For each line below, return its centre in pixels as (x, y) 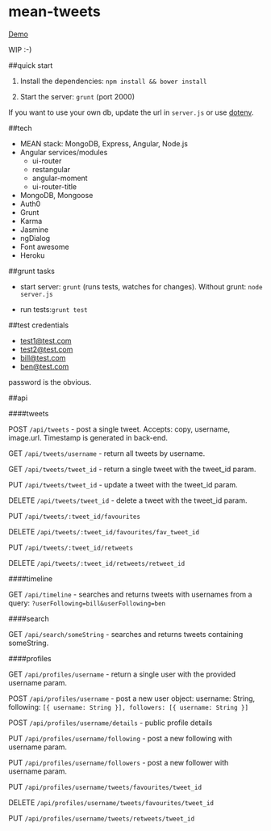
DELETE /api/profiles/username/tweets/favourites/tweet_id (111, 802)
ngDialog (35, 238)
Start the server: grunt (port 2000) (77, 96)
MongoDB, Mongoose (56, 195)
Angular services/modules (64, 152)
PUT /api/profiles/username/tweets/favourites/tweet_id (105, 787)
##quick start (31, 65)
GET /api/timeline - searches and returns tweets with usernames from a (130, 594)
